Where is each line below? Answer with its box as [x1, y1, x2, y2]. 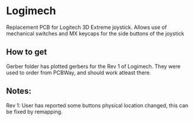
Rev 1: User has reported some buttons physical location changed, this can [6, 102, 189, 109]
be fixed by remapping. [6, 108, 63, 115]
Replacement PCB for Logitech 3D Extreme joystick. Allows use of [6, 24, 167, 31]
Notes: [6, 86, 31, 96]
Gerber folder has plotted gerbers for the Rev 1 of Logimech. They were [6, 63, 181, 70]
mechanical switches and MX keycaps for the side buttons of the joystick [6, 30, 185, 37]
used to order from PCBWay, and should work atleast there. [6, 69, 151, 76]
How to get [6, 47, 47, 57]
